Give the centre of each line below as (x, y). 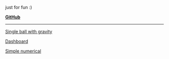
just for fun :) (19, 7)
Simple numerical (23, 51)
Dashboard (17, 41)
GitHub (13, 17)
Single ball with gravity (29, 32)
